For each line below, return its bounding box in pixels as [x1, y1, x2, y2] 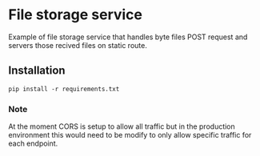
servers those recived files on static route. [8, 40, 148, 50]
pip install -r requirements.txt [8, 85, 120, 93]
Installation [8, 64, 66, 78]
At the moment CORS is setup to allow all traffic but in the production [8, 122, 236, 131]
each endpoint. [8, 138, 58, 149]
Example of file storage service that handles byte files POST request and [8, 32, 248, 42]
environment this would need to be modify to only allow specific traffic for [8, 130, 252, 140]
